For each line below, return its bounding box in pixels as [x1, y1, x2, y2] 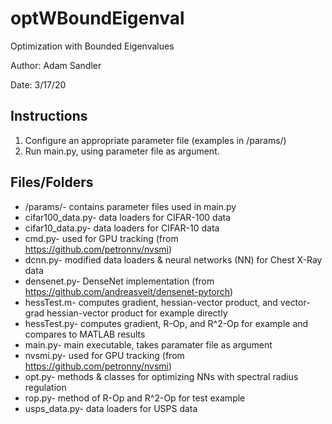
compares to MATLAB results [24, 328, 146, 340]
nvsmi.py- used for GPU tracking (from [24, 349, 185, 361]
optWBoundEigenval [10, 7, 185, 30]
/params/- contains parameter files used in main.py [24, 200, 237, 212]
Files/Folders [10, 174, 94, 191]
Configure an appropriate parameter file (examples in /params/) [24, 134, 287, 146]
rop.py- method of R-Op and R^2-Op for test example [24, 392, 246, 404]
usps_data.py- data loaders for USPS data [24, 402, 198, 414]
